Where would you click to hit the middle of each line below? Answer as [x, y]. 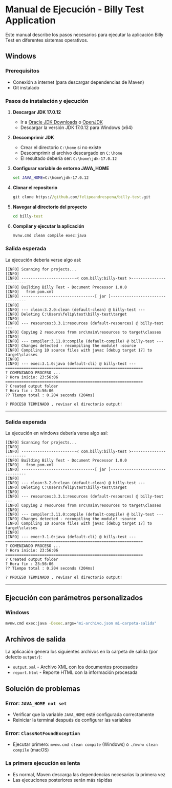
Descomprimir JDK [34, 137]
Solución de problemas [43, 689]
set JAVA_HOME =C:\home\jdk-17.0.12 [51, 178]
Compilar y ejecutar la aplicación [48, 226]
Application [30, 20]
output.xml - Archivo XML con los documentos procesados [75, 667]
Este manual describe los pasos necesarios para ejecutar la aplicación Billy [84, 34]
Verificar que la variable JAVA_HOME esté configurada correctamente [83, 714]
